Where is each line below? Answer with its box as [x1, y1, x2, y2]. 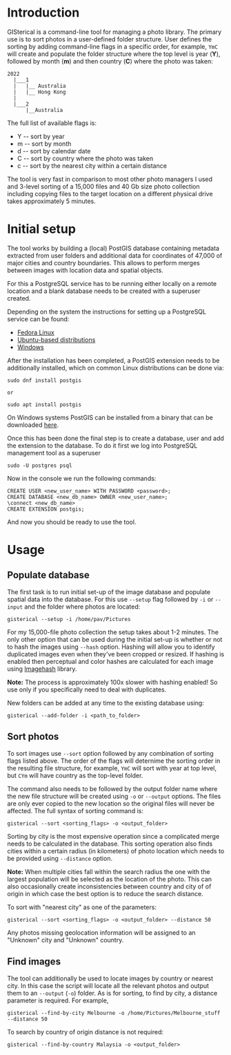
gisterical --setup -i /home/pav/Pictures [7, 616, 131, 622]
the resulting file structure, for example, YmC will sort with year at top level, [7, 763, 217, 772]
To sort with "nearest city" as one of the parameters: [7, 903, 157, 911]
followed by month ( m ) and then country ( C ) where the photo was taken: [7, 57, 213, 65]
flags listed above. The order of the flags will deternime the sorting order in [7, 757, 221, 765]
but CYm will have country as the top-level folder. [7, 771, 143, 779]
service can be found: [7, 314, 70, 323]
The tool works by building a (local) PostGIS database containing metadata [7, 244, 219, 252]
